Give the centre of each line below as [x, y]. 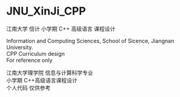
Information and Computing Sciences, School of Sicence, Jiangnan [90, 41]
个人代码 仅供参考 [28, 88]
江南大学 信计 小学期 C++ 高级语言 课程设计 [61, 28]
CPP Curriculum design [36, 53]
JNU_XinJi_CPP [46, 11]
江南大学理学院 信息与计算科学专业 [50, 72]
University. [20, 47]
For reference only [29, 60]
